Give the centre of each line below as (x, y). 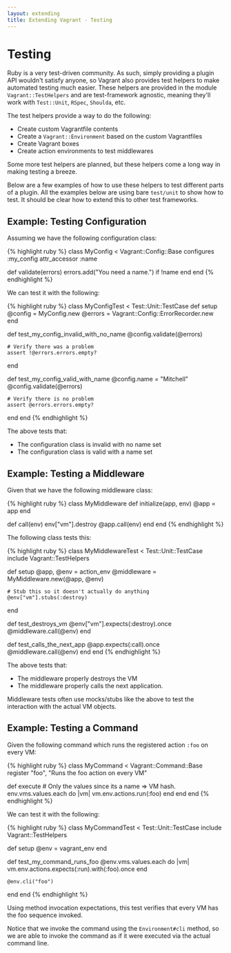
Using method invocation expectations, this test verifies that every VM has (113, 907)
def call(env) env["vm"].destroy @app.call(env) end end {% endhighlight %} (115, 524)
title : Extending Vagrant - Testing (60, 20)
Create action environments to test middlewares (85, 151)
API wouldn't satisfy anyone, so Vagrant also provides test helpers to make (113, 81)
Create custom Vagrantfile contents (68, 129)
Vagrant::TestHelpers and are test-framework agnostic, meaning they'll (109, 95)
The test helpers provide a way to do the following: (79, 116)
